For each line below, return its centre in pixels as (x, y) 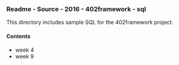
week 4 (24, 50)
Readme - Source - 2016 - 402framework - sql (76, 9)
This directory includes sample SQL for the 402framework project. (90, 22)
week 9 (24, 56)
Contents (18, 36)
